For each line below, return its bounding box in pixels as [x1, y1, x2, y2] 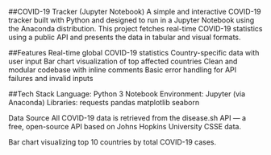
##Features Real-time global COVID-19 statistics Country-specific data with [8, 48, 260, 57]
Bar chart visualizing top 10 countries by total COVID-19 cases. [8, 137, 216, 147]
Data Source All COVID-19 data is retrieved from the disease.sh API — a [8, 113, 247, 123]
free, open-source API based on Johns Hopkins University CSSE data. [8, 122, 242, 131]
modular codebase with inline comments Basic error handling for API [8, 65, 237, 75]
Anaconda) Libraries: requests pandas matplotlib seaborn [8, 98, 200, 107]
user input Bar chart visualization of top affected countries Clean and [8, 56, 238, 66]
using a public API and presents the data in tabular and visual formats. [8, 32, 241, 42]
